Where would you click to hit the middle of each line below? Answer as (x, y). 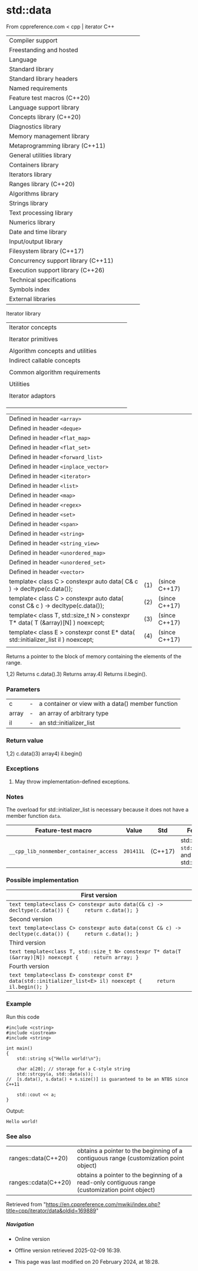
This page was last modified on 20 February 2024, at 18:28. (87, 1262)
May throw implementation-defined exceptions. (72, 781)
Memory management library (49, 136)
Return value (25, 741)
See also (19, 1136)
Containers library (34, 164)
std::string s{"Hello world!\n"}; (59, 1058)
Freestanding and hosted (44, 49)
